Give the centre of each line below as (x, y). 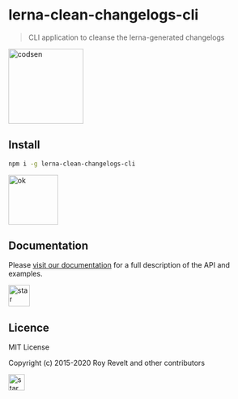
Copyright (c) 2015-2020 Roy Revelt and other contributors (106, 363)
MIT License (29, 347)
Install (24, 145)
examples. (25, 274)
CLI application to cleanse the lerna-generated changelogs (126, 37)
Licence (29, 327)
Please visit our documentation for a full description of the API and (119, 265)
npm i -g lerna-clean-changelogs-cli (72, 164)
